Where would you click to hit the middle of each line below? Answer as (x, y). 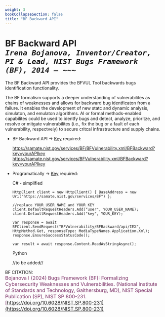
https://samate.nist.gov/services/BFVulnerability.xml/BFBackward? (80, 159)
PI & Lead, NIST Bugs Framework (72, 61)
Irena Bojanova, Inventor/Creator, (78, 53)
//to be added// (28, 263)
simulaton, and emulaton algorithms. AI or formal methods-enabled (73, 114)
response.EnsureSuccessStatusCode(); (51, 236)
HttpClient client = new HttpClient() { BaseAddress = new (74, 192)
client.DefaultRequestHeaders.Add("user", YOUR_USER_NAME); (75, 210)
